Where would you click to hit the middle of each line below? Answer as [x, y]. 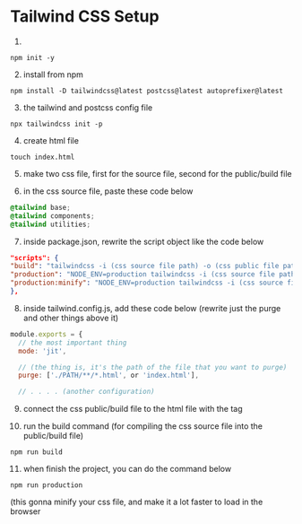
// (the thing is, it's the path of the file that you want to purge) [153, 367]
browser [26, 511]
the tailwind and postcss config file [88, 107]
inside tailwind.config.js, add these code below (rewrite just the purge [152, 308]
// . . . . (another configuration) [86, 392]
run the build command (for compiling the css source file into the [143, 426]
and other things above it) [71, 318]
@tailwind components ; [52, 216]
